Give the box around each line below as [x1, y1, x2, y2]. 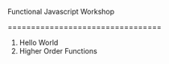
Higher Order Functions [19, 46, 97, 55]
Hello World [19, 38, 59, 47]
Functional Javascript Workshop [7, 7, 115, 16]
